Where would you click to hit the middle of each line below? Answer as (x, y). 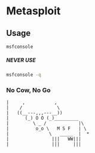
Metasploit (33, 11)
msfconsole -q (24, 75)
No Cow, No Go (28, 90)
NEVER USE (21, 60)
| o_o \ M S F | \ (46, 129)
